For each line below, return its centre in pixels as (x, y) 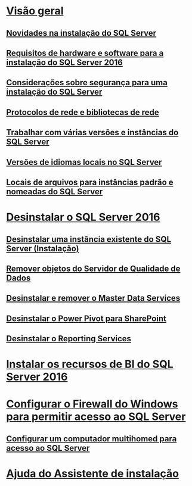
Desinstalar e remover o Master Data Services (93, 298)
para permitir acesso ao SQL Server (96, 417)
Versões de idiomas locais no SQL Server (84, 162)
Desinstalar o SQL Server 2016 (83, 217)
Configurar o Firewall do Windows (92, 404)
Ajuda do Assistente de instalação (92, 474)
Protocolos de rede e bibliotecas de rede (83, 112)
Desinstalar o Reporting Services (69, 339)
